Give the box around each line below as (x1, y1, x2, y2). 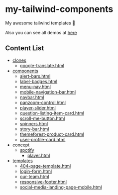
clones (12, 57, 26, 63)
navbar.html (19, 94, 44, 100)
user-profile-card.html (19, 136, 66, 142)
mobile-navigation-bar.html (19, 89, 76, 95)
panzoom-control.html (19, 99, 66, 105)
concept (12, 142, 30, 148)
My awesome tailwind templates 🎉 (5, 20, 76, 26)
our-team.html (19, 173, 49, 180)
